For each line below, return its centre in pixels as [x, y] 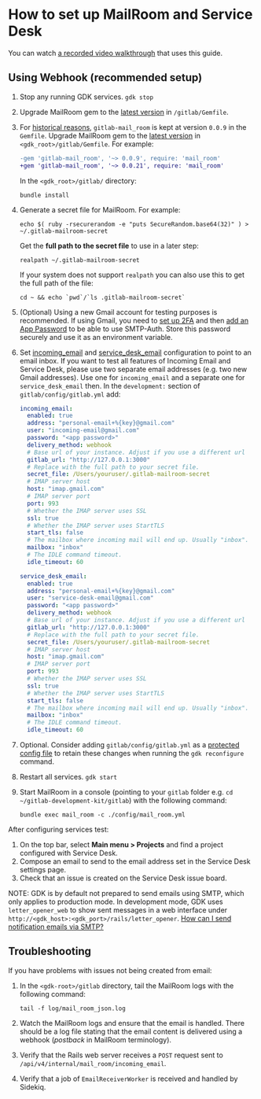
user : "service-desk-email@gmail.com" [90, 598]
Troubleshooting [50, 951]
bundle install [44, 195]
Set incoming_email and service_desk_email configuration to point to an [135, 352]
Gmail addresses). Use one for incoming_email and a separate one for [132, 377]
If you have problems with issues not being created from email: [110, 970]
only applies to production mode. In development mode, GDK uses [116, 902]
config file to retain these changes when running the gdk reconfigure [132, 753]
